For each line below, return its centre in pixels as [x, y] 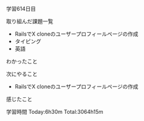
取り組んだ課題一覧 [30, 21]
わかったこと [22, 61]
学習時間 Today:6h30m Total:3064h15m [55, 112]
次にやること [22, 74]
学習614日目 [21, 9]
